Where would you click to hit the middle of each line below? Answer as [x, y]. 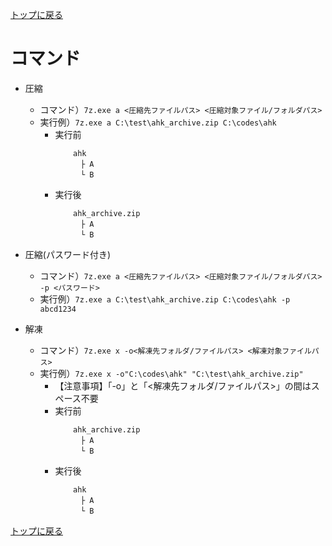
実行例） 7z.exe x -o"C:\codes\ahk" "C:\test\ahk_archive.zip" [171, 373]
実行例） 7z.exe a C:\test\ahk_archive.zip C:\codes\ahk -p [165, 299]
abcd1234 [58, 309]
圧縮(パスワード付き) [68, 254]
